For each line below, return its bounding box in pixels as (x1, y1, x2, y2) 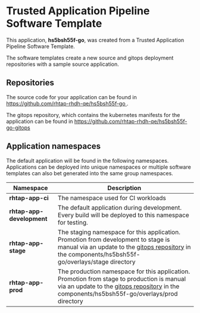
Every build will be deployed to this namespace (57, 211, 189, 219)
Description (107, 184, 142, 192)
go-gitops (6, 124, 31, 131)
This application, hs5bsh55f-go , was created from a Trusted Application (6, 36, 185, 43)
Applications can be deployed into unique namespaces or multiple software (6, 163, 192, 170)
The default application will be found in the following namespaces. (6, 157, 169, 164)
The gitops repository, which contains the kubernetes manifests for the (6, 111, 180, 118)
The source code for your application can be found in (6, 93, 137, 100)
